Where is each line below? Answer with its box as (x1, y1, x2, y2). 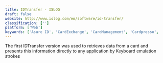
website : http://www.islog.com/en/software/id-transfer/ (5, 16, 124, 21)
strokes (5, 53, 21, 59)
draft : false (5, 12, 32, 16)
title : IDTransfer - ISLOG (5, 7, 60, 12)
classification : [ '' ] (5, 20, 49, 26)
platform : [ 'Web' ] (5, 25, 43, 30)
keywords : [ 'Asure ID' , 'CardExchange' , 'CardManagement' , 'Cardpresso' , (5, 30, 159, 34)
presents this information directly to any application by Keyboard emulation (5, 48, 157, 54)
